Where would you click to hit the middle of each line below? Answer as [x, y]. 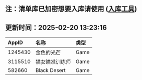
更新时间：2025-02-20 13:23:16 [56, 27]
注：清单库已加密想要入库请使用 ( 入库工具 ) [71, 9]
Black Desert [51, 70]
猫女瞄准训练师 [53, 62]
